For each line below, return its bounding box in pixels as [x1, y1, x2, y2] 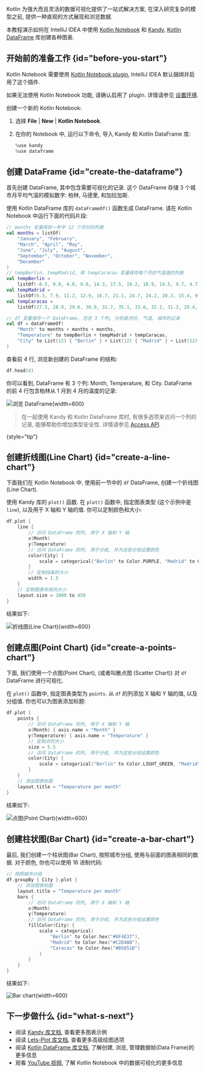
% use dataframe [15, 148, 54, 154]
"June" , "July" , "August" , [17, 247, 86, 253]
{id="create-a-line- [94, 452, 171, 463]
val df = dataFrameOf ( [6, 320, 64, 327]
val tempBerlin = [6, 276, 51, 282]
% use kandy [15, 142, 43, 149]
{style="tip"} [6, 433, 38, 440]
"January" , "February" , [17, 236, 78, 242]
